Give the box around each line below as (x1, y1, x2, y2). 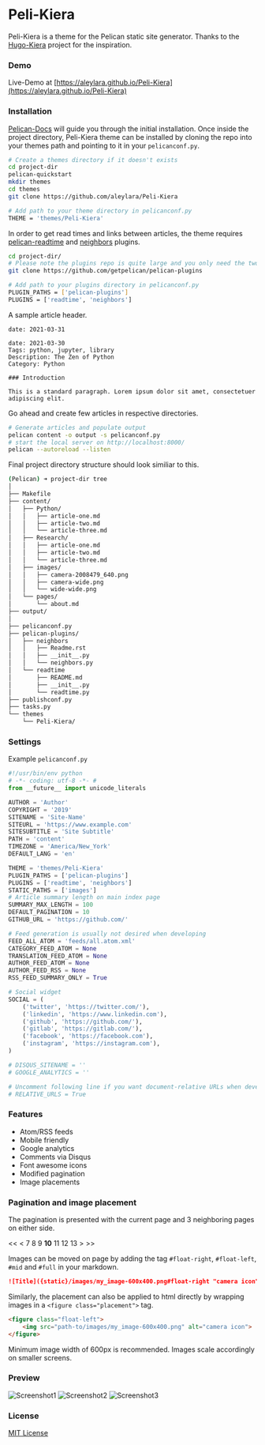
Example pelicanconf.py (8, 754, 88, 764)
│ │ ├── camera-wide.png (8, 578, 104, 586)
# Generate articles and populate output (8, 423, 147, 431)
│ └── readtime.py (8, 688, 90, 696)
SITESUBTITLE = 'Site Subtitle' (8, 828, 114, 836)
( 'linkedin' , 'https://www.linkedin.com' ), (22, 1010, 168, 1018)
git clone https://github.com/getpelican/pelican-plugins (8, 267, 203, 275)
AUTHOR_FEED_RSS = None (8, 966, 87, 975)
